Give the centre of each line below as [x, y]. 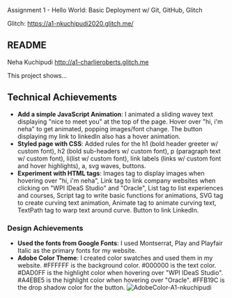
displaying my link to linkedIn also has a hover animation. [99, 136]
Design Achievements [45, 228]
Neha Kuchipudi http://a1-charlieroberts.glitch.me [78, 62]
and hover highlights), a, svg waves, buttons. [82, 165]
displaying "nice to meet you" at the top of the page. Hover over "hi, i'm [120, 122]
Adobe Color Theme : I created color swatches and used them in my [115, 258]
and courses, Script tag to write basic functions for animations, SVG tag [120, 195]
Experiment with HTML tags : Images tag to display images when [111, 173]
